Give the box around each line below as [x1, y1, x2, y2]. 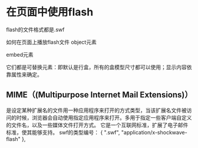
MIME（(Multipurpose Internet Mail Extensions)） [6, 90, 193, 100]
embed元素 [6, 51, 34, 58]
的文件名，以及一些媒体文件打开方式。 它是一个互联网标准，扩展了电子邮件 [6, 121, 189, 129]
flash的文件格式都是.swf [6, 26, 65, 33]
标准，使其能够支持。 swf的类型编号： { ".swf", [6, 129, 120, 136]
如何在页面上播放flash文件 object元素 [6, 38, 97, 45]
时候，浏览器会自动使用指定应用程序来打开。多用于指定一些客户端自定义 [16, 114, 192, 121]
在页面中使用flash [6, 5, 94, 19]
